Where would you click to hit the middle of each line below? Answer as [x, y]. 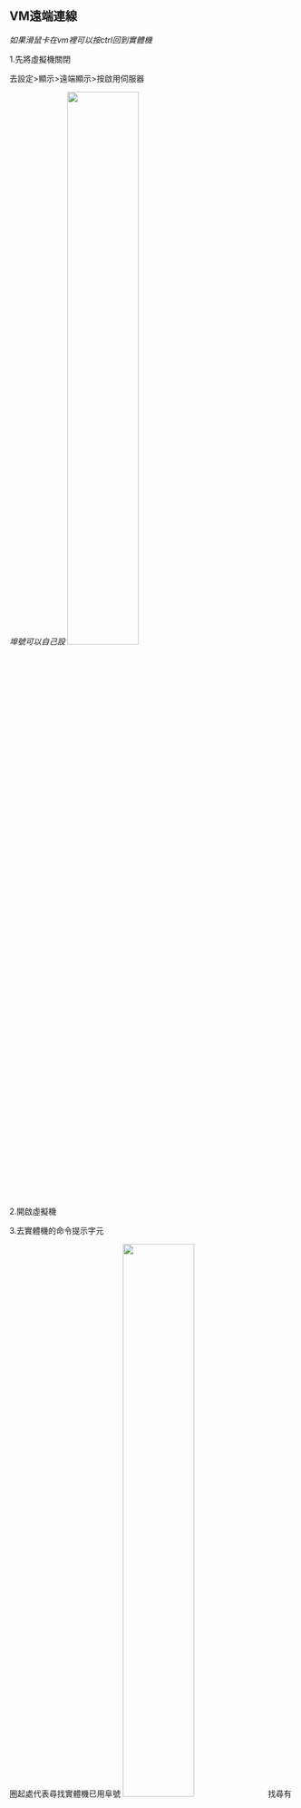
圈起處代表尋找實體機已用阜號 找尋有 [150, 1793]
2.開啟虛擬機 [33, 1211]
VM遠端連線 [44, 16]
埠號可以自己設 [37, 641]
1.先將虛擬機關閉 [40, 59]
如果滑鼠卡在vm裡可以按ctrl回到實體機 [81, 40]
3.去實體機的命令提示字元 [57, 1230]
